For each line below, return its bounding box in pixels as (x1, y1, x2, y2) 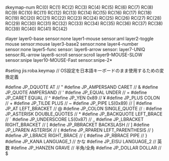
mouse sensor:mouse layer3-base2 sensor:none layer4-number (5, 41, 139, 47)
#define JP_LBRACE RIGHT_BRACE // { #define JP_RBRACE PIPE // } (5, 133, 148, 138)
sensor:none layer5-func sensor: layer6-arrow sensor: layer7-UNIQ (5, 47, 145, 52)
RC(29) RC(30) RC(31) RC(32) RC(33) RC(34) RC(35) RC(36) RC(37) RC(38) (5, 20, 163, 26)
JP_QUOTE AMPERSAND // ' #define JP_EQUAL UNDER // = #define (5, 90, 147, 95)
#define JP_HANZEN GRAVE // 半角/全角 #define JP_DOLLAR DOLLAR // (11, 145, 161, 151)
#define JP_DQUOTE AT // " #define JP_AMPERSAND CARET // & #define (5, 84, 158, 90)
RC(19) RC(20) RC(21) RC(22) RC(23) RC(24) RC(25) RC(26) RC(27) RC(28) (5, 15, 162, 21)
